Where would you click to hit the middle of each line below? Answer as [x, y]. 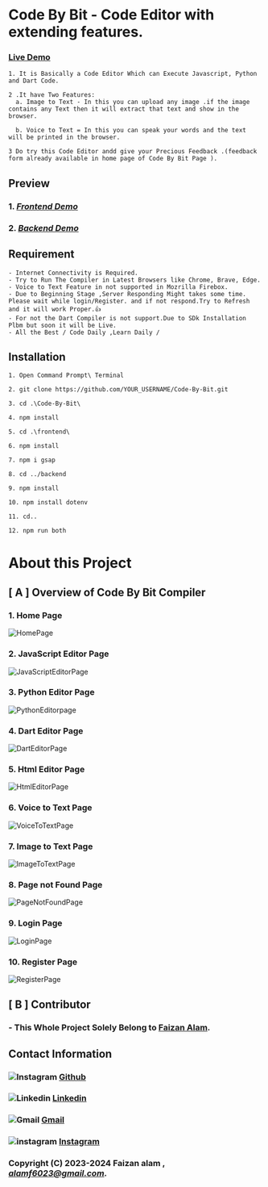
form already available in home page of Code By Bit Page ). [113, 159]
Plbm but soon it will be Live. [62, 325]
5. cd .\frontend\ [39, 432]
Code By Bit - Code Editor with [111, 15]
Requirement [41, 255]
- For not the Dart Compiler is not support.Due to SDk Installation [128, 318]
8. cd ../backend [37, 474]
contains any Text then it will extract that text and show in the [124, 109]
